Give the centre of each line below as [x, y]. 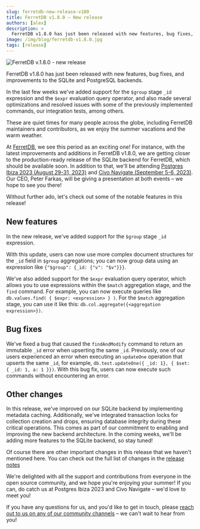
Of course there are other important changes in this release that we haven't [99, 452]
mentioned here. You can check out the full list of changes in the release [95, 458]
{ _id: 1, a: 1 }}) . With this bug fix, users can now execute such [89, 369]
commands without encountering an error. [58, 376]
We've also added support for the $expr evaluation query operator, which [96, 279]
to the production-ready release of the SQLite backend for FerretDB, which [98, 159]
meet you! [19, 495]
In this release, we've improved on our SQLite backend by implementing [95, 409]
